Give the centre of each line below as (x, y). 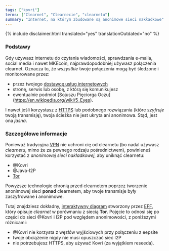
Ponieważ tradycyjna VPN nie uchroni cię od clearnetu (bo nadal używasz (82, 144)
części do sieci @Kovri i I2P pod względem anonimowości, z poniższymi (81, 217)
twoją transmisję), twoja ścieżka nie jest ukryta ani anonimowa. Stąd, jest (81, 115)
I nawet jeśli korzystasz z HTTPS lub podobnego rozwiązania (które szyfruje (85, 110)
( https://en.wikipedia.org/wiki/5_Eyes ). (53, 100)
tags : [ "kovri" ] (22, 10)
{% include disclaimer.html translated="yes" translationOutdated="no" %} (82, 34)
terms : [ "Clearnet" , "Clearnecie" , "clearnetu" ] (57, 15)
